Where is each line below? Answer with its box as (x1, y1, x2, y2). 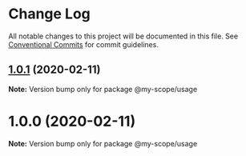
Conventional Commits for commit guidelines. (8, 39, 159, 49)
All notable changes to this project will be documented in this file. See (8, 31, 239, 41)
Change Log (8, 5, 91, 23)
